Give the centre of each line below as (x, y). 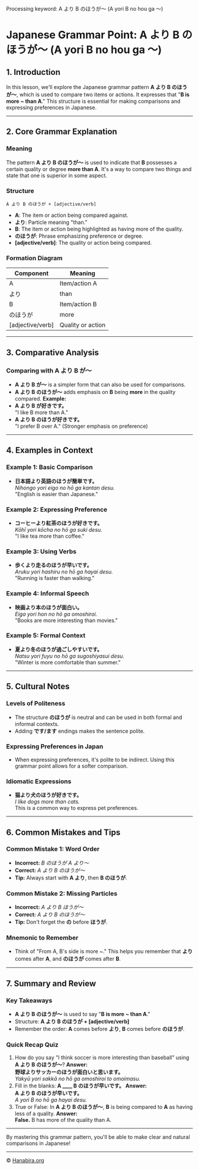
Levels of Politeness (36, 704)
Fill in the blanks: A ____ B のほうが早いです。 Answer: (81, 1086)
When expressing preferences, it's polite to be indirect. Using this (94, 759)
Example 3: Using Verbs (41, 551)
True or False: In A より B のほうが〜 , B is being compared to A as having (104, 1107)
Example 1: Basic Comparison (49, 467)
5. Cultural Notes (38, 687)
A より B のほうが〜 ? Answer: (51, 1065)
